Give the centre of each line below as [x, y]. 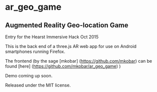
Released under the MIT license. [38, 85]
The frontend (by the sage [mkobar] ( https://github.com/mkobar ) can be [78, 61]
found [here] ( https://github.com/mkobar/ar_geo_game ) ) [63, 66]
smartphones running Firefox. [35, 51]
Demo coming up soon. [29, 76]
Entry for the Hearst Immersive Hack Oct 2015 [52, 37]
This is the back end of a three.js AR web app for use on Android [71, 46]
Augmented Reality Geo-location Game [67, 25]
